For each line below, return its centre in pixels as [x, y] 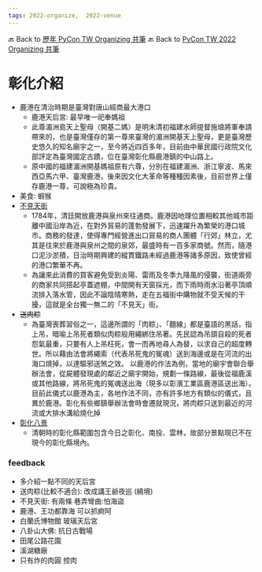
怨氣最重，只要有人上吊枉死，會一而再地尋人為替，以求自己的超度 [138, 343]
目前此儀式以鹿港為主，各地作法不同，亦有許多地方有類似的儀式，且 [142, 393]
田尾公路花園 [40, 540]
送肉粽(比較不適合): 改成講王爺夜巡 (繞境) [86, 491]
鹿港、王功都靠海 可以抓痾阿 [65, 510]
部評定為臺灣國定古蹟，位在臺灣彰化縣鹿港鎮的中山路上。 [124, 156]
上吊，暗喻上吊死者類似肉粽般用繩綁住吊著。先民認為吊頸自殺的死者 [142, 334]
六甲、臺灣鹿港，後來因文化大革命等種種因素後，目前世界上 [149, 176]
